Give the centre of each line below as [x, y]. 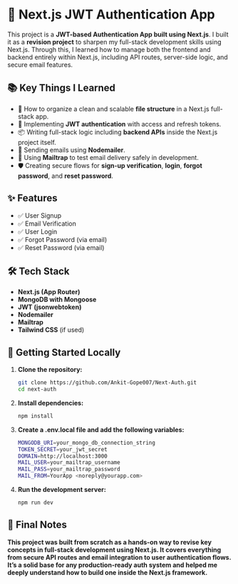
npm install [35, 416]
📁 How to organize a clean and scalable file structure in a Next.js [113, 109]
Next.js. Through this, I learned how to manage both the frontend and [109, 49]
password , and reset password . [66, 176]
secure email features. [40, 64]
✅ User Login [37, 231]
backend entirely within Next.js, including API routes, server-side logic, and [118, 57]
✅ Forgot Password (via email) [62, 239]
